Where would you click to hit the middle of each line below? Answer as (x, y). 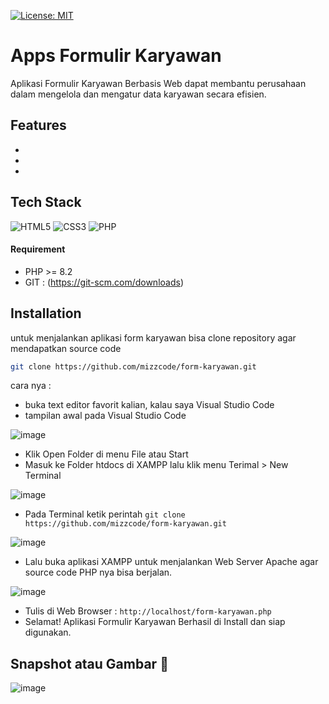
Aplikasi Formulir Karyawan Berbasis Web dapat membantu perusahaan (158, 83)
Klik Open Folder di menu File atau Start (106, 454)
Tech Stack (46, 202)
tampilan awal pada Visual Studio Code (105, 416)
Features (38, 125)
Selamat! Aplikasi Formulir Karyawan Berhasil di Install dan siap (155, 622)
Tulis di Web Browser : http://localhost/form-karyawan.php (148, 611)
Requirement (38, 249)
